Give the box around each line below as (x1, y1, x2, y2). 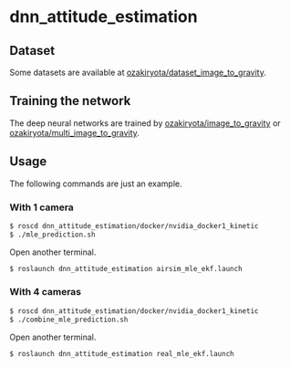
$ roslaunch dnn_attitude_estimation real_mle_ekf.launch (9, 349, 234, 358)
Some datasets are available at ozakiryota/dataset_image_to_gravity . (9, 67, 267, 78)
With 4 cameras (9, 286, 82, 299)
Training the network (9, 93, 131, 109)
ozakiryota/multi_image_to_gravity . (9, 127, 140, 138)
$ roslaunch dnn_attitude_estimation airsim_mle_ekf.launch (9, 264, 243, 273)
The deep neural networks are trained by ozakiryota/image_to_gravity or (9, 117, 281, 129)
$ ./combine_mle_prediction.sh (9, 315, 129, 324)
